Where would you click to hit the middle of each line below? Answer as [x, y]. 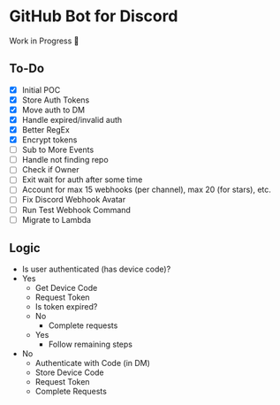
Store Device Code [69, 372]
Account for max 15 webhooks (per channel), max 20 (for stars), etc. [147, 190]
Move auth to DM [53, 110]
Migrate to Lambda [56, 219]
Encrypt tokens [49, 140]
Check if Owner [50, 170]
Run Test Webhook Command [76, 210]
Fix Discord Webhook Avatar [74, 200]
